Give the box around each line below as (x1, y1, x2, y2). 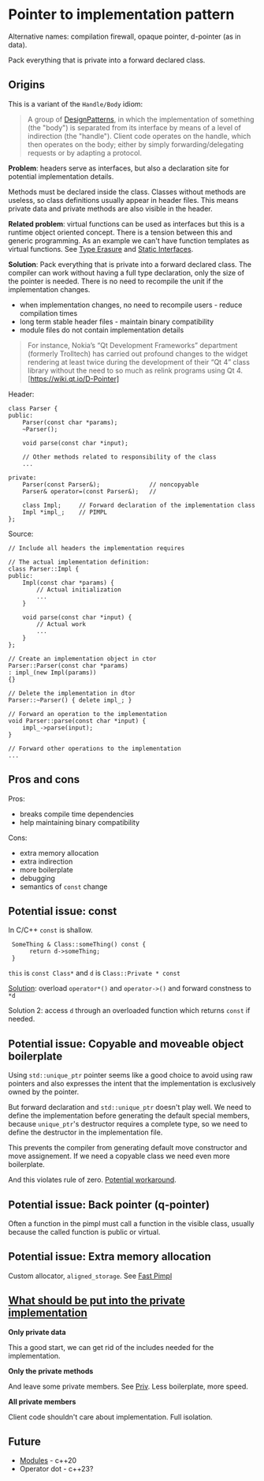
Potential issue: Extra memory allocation (8, 1250, 211, 1264)
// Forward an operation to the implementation (8, 710, 168, 718)
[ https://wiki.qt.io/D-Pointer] (27, 373, 120, 384)
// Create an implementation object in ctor (8, 654, 157, 662)
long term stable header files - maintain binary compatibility (19, 317, 214, 326)
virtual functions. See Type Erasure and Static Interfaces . (8, 244, 194, 253)
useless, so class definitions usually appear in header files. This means (8, 195, 239, 204)
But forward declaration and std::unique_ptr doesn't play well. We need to (8, 1103, 252, 1112)
